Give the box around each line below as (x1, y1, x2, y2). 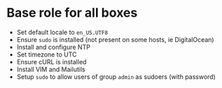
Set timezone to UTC (16, 50, 77, 59)
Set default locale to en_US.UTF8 (16, 28, 109, 36)
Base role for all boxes (6, 5, 138, 21)
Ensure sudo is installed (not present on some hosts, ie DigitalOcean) (16, 35, 214, 43)
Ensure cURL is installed (16, 57, 87, 66)
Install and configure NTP (16, 43, 90, 51)
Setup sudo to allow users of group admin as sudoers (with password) (16, 72, 216, 81)
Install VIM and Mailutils (16, 65, 85, 73)
